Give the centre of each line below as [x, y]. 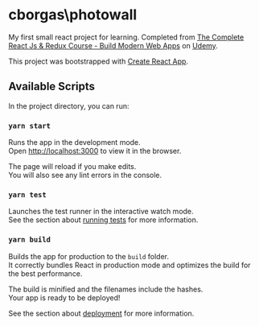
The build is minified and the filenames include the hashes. [106, 289]
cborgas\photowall [73, 15]
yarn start [29, 126]
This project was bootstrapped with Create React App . [99, 61]
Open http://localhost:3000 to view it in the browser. [95, 151]
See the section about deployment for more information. [101, 313]
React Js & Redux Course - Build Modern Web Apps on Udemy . [113, 45]
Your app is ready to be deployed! [64, 297]
